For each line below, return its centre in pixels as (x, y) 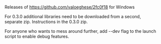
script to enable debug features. (37, 36)
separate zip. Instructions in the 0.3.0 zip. (46, 22)
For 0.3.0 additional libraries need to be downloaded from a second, (73, 16)
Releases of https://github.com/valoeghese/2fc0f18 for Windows (70, 7)
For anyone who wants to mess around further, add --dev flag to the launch (80, 31)
